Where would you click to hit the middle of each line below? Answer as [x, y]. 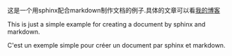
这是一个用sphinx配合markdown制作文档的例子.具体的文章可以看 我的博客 [114, 10]
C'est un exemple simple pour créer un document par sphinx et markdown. [116, 45]
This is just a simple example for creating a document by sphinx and [106, 24]
